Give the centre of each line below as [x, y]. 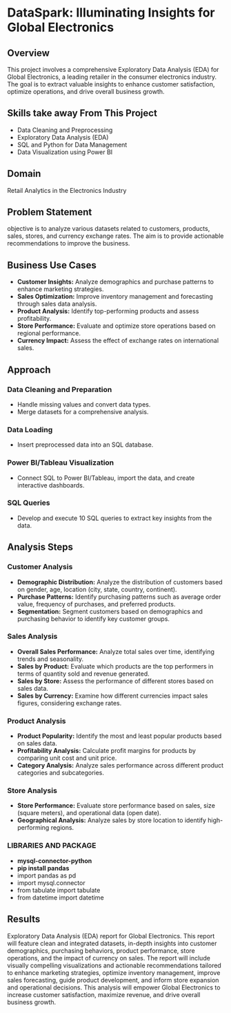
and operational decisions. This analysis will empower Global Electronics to [114, 987]
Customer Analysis [40, 567]
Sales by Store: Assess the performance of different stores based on [115, 681]
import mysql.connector [51, 882]
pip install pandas [43, 868]
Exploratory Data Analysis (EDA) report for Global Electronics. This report [111, 936]
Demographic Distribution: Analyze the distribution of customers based [120, 582]
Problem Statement [50, 212]
